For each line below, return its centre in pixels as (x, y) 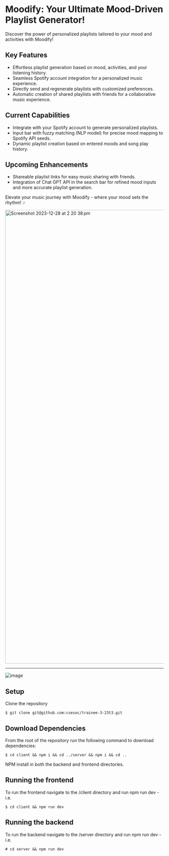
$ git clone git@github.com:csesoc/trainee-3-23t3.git (64, 713)
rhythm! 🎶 (15, 203)
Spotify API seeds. (32, 138)
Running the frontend (39, 780)
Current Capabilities (37, 115)
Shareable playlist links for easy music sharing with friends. (74, 177)
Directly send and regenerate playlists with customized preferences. (83, 89)
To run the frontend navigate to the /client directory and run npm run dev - (82, 792)
